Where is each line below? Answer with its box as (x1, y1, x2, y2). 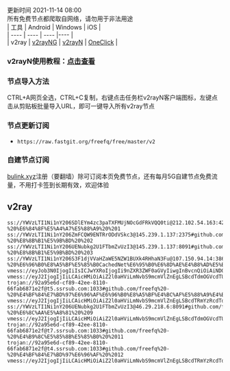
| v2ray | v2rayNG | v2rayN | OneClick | (7, 38, 118, 46)
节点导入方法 (7, 76, 50, 86)
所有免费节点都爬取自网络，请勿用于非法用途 (7, 14, 133, 23)
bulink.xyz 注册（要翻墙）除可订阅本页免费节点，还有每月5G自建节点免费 (7, 172, 212, 180)
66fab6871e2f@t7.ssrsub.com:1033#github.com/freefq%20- (7, 327, 170, 334)
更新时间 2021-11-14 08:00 (7, 6, 82, 14)
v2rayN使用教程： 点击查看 (7, 56, 96, 66)
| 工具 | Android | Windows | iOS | (7, 23, 101, 31)
